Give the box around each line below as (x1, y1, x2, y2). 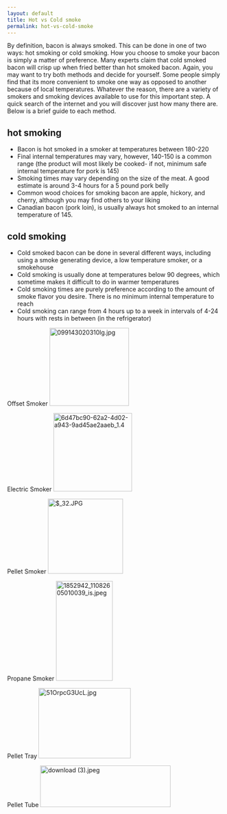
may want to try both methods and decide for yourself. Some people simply (7, 71, 221, 79)
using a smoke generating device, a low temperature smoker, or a (16, 256, 202, 264)
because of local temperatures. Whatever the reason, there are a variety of (7, 85, 219, 93)
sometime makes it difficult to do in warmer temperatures (16, 278, 180, 286)
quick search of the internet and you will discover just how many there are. (7, 100, 218, 108)
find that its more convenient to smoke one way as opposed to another (7, 78, 207, 86)
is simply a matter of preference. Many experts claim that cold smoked (7, 56, 207, 64)
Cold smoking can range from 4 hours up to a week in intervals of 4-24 (16, 307, 219, 315)
